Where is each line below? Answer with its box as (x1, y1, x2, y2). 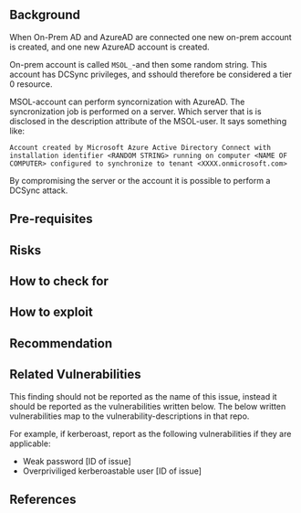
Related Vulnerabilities (9, 367, 141, 382)
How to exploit (9, 305, 93, 320)
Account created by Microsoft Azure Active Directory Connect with (9, 143, 272, 152)
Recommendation (9, 336, 112, 351)
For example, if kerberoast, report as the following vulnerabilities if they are (9, 428, 292, 439)
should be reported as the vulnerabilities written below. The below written (9, 401, 286, 411)
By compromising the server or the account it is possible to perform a (9, 175, 271, 186)
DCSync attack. (9, 185, 68, 196)
